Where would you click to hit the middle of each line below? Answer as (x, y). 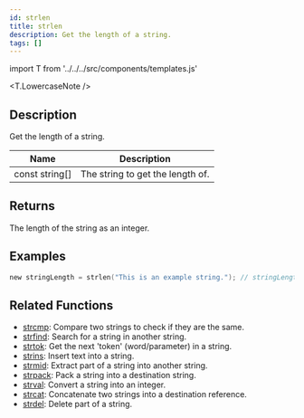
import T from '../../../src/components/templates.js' (104, 69)
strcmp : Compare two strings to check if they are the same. (133, 328)
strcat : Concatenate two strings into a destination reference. (134, 394)
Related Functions (62, 305)
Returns (33, 206)
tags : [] (26, 43)
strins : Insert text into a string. (78, 356)
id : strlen (30, 18)
